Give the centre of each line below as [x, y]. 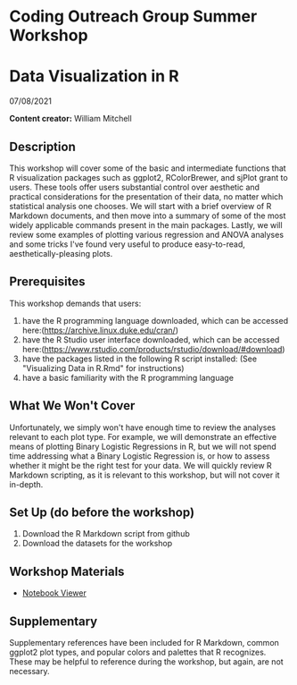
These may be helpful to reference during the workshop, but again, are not [146, 662]
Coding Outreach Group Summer [133, 17]
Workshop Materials [67, 571]
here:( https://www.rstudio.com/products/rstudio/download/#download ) [153, 349]
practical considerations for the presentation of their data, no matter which [146, 196]
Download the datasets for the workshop [97, 544]
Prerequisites [47, 282]
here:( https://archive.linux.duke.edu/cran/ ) [100, 330]
